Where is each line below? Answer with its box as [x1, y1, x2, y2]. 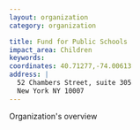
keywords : [9, 54, 46, 63]
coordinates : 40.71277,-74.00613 [9, 62, 132, 71]
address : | [9, 70, 49, 80]
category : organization [9, 21, 97, 30]
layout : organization [9, 12, 89, 22]
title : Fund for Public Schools [9, 37, 128, 46]
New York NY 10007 [17, 86, 85, 96]
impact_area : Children [9, 45, 92, 54]
